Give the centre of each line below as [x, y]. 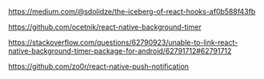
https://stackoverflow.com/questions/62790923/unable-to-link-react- [123, 42]
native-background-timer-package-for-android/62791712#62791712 [120, 51]
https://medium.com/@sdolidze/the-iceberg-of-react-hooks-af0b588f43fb [132, 12]
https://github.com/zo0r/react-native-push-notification [99, 66]
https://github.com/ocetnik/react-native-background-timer [105, 27]
